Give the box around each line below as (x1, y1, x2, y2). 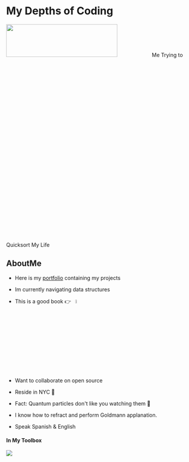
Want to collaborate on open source (14, 377, 103, 384)
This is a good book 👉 (14, 297, 71, 304)
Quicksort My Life (6, 241, 50, 248)
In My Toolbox (6, 436, 42, 444)
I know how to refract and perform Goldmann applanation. (14, 411, 157, 419)
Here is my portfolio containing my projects (14, 274, 121, 281)
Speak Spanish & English (14, 423, 76, 430)
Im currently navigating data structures (14, 285, 111, 293)
